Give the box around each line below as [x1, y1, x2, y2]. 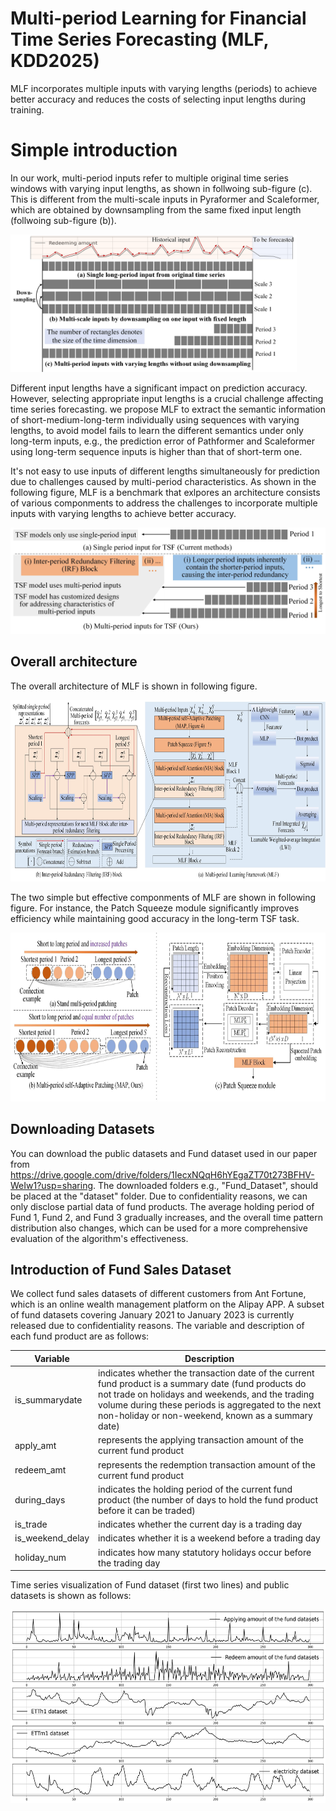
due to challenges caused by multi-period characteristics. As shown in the [10, 475, 317, 487]
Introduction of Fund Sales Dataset [10, 1261, 232, 1278]
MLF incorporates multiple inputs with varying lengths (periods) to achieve [10, 82, 318, 94]
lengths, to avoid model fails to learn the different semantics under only [10, 424, 304, 436]
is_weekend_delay [14, 1532, 90, 1544]
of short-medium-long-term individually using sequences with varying [10, 413, 300, 426]
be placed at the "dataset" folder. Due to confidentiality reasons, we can [10, 1190, 308, 1202]
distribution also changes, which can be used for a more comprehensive [10, 1222, 308, 1234]
